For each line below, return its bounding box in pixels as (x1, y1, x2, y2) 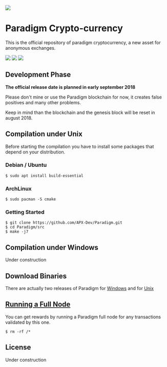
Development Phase (5, 70, 71, 79)
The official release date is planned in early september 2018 (5, 84, 136, 90)
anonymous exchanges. (5, 45, 56, 51)
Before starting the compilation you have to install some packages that (5, 143, 154, 149)
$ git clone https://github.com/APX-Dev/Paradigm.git (5, 220, 123, 225)
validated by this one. (5, 319, 51, 325)
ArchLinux (5, 185, 32, 192)
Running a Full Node (5, 300, 71, 309)
